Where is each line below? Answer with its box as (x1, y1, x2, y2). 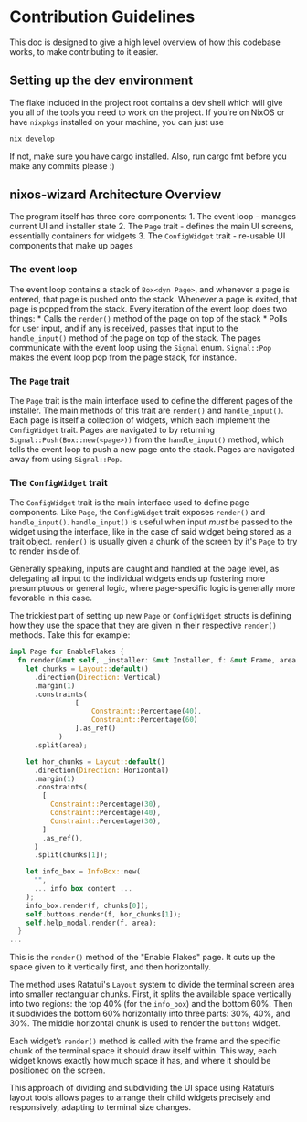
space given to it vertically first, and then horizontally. (9, 961, 212, 972)
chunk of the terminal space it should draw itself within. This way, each (9, 1045, 277, 1056)
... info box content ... (33, 884, 132, 894)
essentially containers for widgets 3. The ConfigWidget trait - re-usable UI (9, 230, 286, 241)
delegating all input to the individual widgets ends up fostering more (9, 573, 266, 584)
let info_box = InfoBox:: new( (26, 867, 142, 876)
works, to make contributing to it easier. (9, 46, 159, 57)
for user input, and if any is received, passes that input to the (9, 323, 239, 333)
